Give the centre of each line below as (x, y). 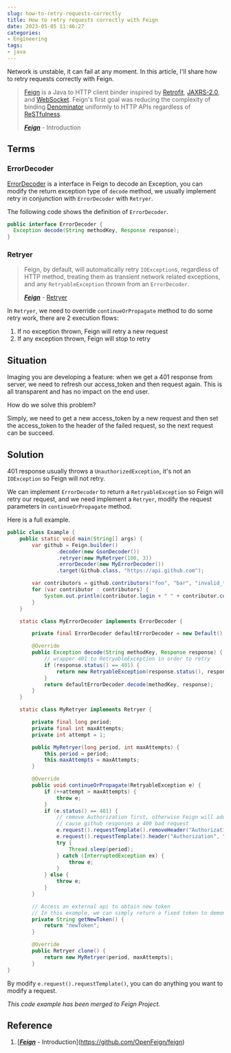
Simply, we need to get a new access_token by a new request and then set (113, 418)
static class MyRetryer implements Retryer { (86, 710)
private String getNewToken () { (78, 919)
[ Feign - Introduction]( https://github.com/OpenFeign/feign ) (101, 1042)
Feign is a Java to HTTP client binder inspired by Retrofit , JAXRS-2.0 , (122, 92)
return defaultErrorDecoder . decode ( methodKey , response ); (129, 684)
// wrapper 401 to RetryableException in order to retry (127, 659)
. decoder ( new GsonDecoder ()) (98, 551)
